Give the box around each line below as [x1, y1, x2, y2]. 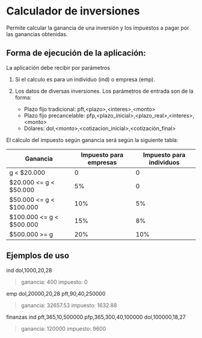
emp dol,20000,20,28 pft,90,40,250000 [6, 290, 106, 297]
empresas [87, 158, 117, 166]
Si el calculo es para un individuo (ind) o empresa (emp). [14, 75, 155, 83]
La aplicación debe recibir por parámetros [6, 64, 110, 71]
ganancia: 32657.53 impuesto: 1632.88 [20, 301, 117, 308]
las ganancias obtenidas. [6, 30, 68, 37]
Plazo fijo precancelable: [23, 111, 85, 119]
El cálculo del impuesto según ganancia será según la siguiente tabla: [6, 136, 179, 143]
